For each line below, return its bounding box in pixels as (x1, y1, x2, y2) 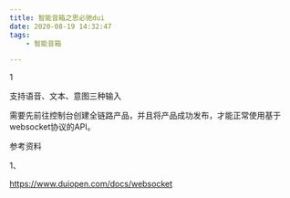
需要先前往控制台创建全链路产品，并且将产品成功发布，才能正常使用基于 (9, 110, 281, 121)
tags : (9, 30, 30, 39)
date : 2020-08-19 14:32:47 (9, 22, 112, 31)
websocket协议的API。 (9, 121, 96, 132)
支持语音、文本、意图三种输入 (9, 90, 121, 101)
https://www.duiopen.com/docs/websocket (9, 179, 173, 190)
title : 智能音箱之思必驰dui (9, 13, 105, 23)
